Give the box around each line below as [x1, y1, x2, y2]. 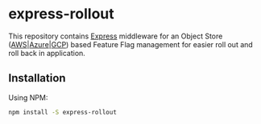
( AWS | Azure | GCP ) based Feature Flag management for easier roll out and [8, 39, 254, 49]
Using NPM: [8, 93, 48, 102]
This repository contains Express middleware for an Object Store [8, 31, 223, 41]
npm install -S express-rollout [8, 108, 117, 116]
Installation [8, 71, 66, 85]
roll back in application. [8, 48, 86, 58]
